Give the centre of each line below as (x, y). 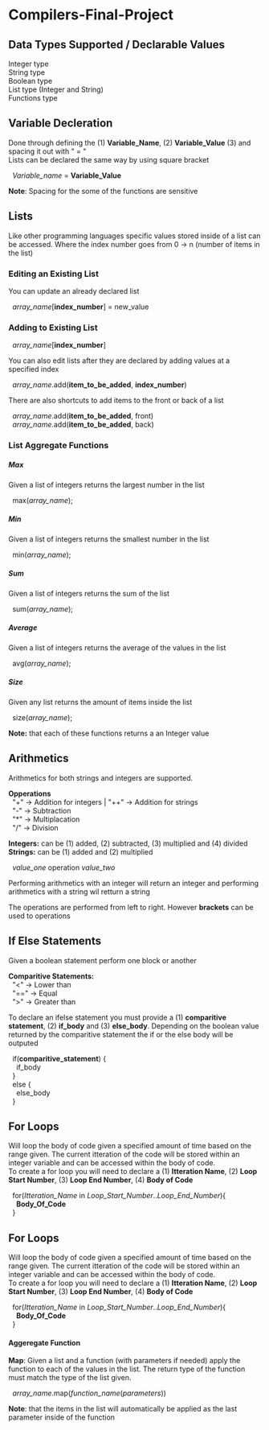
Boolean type (31, 81)
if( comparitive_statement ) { (59, 1058)
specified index (34, 369)
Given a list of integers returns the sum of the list (89, 594)
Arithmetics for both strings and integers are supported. (101, 777)
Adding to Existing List (53, 328)
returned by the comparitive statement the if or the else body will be (121, 1034)
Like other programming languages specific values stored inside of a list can (134, 236)
